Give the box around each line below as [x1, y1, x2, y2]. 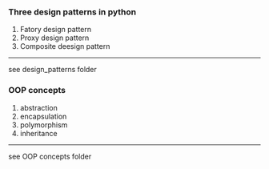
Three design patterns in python [8, 6, 137, 18]
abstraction [19, 103, 58, 112]
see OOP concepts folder [8, 151, 92, 161]
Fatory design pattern [19, 25, 92, 34]
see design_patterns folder [8, 65, 98, 74]
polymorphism [19, 119, 68, 130]
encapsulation [19, 111, 67, 121]
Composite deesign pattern [19, 42, 110, 51]
